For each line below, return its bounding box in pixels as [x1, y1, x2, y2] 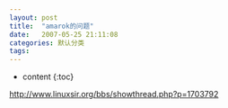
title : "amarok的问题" [9, 22, 94, 31]
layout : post [9, 13, 58, 22]
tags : [9, 47, 30, 56]
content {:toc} [22, 71, 75, 82]
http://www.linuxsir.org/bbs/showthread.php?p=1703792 [9, 89, 219, 100]
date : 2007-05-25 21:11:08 [9, 30, 118, 39]
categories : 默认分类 [9, 38, 85, 48]
